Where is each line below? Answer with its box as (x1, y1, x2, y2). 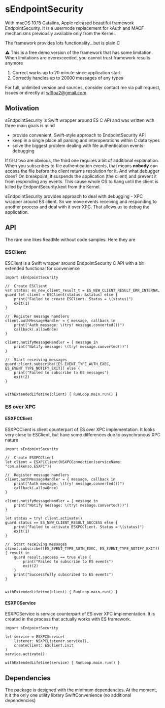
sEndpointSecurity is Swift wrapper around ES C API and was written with (5, 117, 155, 123)
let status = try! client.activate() (5, 516, 83, 520)
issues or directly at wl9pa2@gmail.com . (5, 90, 88, 95)
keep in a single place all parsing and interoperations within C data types (12, 137, 160, 143)
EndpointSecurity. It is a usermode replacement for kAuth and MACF (5, 25, 144, 31)
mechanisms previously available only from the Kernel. (5, 30, 116, 36)
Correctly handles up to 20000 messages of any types (12, 75, 124, 81)
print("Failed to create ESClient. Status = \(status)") (14, 296, 133, 301)
